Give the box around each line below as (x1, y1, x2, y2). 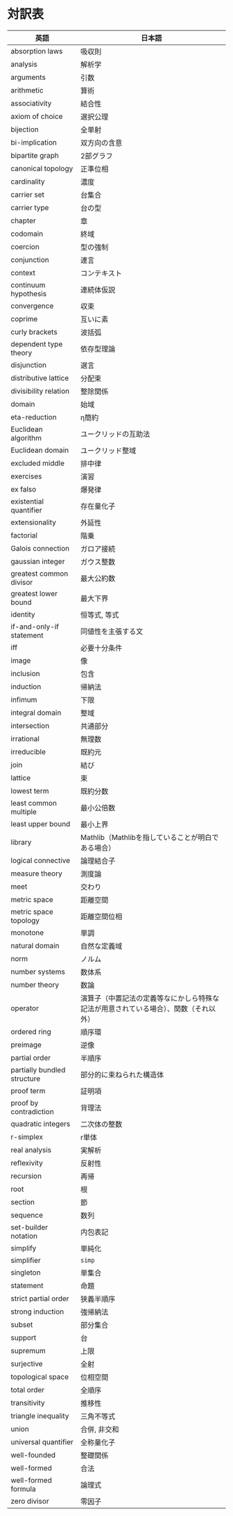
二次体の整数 (80, 1119, 123, 1129)
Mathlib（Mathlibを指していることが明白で (80, 832, 219, 842)
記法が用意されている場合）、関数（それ (80, 1003, 209, 1013)
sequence (10, 1210, 44, 1220)
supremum (10, 1346, 46, 1355)
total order (10, 1385, 45, 1394)
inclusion (10, 668, 40, 678)
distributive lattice (10, 373, 69, 382)
